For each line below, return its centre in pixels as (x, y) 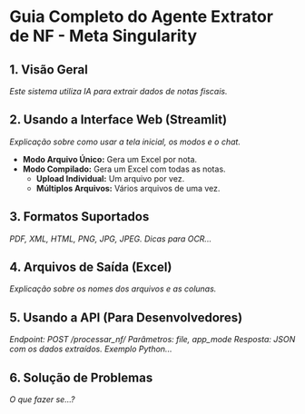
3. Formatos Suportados (79, 217)
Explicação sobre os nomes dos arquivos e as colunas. (113, 289)
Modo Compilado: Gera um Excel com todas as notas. (124, 169)
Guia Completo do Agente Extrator (142, 17)
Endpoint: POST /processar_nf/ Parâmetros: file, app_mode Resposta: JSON (152, 340)
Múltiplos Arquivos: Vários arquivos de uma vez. (128, 188)
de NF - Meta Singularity (103, 36)
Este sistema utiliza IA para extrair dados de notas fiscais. (118, 91)
